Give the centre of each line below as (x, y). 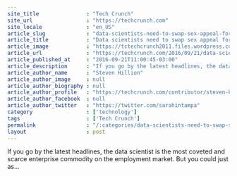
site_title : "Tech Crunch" (71, 14)
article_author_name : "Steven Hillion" (75, 73)
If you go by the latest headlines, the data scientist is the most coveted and (116, 151)
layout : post (56, 132)
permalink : (49, 125)
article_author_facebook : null (56, 99)
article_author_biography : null (56, 86)
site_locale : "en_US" (61, 27)
